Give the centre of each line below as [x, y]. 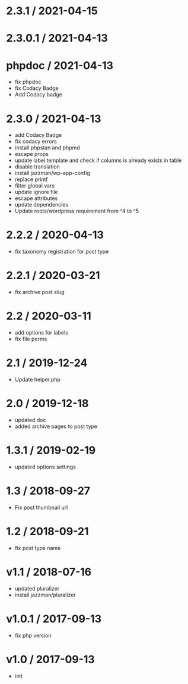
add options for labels [41, 333]
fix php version [33, 635]
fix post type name [38, 548]
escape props [31, 154]
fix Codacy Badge [36, 88]
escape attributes [36, 198]
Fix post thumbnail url [41, 507]
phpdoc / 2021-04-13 [60, 65]
